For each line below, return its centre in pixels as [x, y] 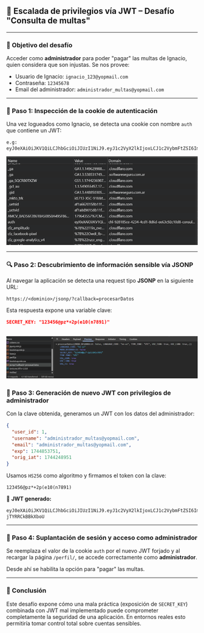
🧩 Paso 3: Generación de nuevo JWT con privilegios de [89, 393]
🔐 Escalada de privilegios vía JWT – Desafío [90, 11]
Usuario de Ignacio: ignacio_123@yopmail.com [72, 77]
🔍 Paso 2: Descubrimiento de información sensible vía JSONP [100, 265]
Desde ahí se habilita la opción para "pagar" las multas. [76, 569]
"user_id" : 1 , [29, 432]
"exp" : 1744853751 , [36, 451]
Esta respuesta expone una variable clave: [59, 310]
